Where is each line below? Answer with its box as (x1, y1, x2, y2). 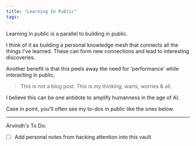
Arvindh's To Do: (6, 122, 47, 129)
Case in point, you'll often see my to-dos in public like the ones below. (6, 105, 174, 112)
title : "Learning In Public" (6, 8, 77, 15)
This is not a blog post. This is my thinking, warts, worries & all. (20, 82, 172, 89)
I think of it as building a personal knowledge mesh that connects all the (6, 41, 178, 48)
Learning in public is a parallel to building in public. (6, 30, 128, 37)
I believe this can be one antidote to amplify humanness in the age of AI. (6, 94, 180, 101)
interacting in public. (6, 71, 55, 78)
